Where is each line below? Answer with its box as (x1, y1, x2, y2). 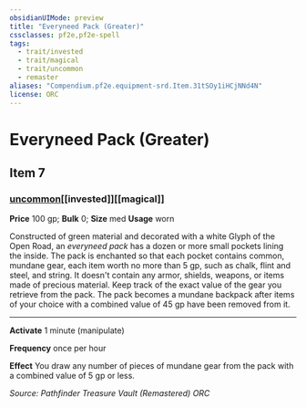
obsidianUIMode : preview (9, 13, 104, 23)
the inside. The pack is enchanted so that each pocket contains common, (9, 250, 285, 261)
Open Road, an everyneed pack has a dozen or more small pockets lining (9, 241, 284, 252)
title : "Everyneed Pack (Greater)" (9, 22, 145, 31)
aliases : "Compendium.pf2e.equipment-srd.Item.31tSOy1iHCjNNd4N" (9, 81, 262, 90)
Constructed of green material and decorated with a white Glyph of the (9, 231, 276, 242)
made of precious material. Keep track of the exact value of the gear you (9, 279, 282, 290)
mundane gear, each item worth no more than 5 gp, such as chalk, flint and (9, 260, 291, 271)
